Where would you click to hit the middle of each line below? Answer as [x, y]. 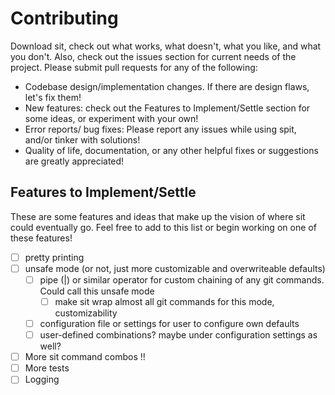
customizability [86, 313]
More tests [47, 368]
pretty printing [54, 257]
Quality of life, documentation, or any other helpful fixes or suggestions [171, 150]
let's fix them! [53, 97]
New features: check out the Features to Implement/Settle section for [167, 108]
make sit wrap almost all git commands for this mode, [164, 301]
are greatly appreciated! [74, 161]
